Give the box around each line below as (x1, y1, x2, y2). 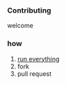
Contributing (7, 6, 51, 15)
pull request (17, 69, 52, 78)
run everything (17, 54, 60, 63)
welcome (7, 22, 33, 30)
